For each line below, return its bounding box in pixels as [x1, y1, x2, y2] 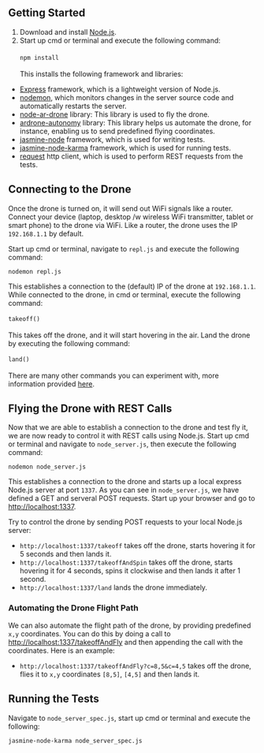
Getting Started [8, 6, 86, 20]
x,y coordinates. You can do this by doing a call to [8, 628, 171, 638]
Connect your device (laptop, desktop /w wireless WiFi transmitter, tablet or [8, 212, 254, 222]
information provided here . [8, 378, 95, 389]
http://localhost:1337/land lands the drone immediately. [19, 583, 207, 592]
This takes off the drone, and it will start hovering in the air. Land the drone [8, 330, 251, 340]
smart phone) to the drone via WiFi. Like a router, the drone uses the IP [8, 220, 238, 229]
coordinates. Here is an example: [8, 646, 116, 655]
